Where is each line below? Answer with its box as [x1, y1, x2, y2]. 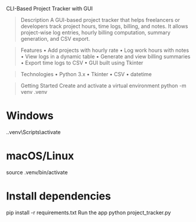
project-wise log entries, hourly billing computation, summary [20, 29, 171, 36]
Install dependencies [6, 190, 111, 203]
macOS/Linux [6, 149, 74, 163]
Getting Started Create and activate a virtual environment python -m [20, 82, 187, 89]
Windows [6, 109, 54, 123]
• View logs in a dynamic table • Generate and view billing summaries [20, 53, 191, 60]
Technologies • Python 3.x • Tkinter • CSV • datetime [20, 71, 152, 77]
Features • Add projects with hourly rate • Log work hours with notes [20, 47, 190, 54]
